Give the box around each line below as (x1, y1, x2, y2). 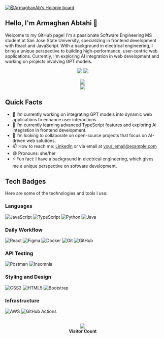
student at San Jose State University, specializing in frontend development (5, 37, 157, 43)
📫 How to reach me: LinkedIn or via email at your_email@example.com (12, 143, 157, 149)
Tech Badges (5, 177, 46, 186)
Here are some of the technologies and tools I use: (5, 191, 108, 196)
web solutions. (26, 138, 56, 144)
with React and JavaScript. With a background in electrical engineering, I (5, 43, 153, 48)
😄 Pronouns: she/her (12, 150, 56, 156)
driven (12, 138, 26, 144)
